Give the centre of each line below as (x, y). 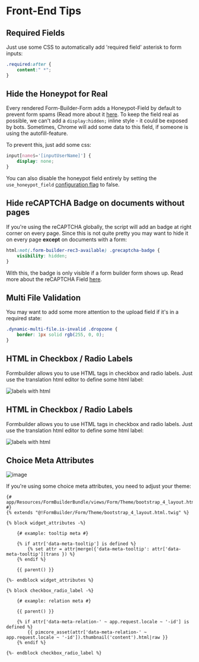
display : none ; (36, 162)
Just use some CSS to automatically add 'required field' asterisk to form (94, 47)
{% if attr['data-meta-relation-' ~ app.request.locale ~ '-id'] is (103, 622)
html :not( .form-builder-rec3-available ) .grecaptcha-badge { (83, 250)
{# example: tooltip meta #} (53, 534)
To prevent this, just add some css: (49, 145)
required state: (24, 319)
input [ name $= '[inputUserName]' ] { (49, 156)
